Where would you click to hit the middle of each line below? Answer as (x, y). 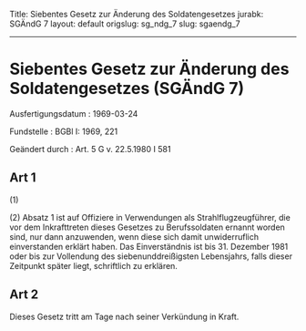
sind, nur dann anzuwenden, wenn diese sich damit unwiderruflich (134, 236)
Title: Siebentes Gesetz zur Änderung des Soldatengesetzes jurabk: (137, 14)
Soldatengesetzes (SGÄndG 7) (127, 89)
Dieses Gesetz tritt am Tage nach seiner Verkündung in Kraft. (124, 316)
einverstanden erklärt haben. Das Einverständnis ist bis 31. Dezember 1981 (149, 246)
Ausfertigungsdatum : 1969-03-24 (74, 113)
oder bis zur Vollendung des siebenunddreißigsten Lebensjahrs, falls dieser (151, 256)
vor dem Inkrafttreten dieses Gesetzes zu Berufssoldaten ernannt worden (147, 227)
